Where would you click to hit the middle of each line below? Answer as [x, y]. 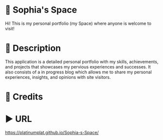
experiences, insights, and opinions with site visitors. [58, 77]
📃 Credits [24, 97]
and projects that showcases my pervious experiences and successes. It [78, 67]
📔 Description [33, 48]
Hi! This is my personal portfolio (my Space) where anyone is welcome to [78, 23]
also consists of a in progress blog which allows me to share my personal [78, 72]
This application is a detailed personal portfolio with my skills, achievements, [82, 61]
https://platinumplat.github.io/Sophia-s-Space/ [52, 132]
